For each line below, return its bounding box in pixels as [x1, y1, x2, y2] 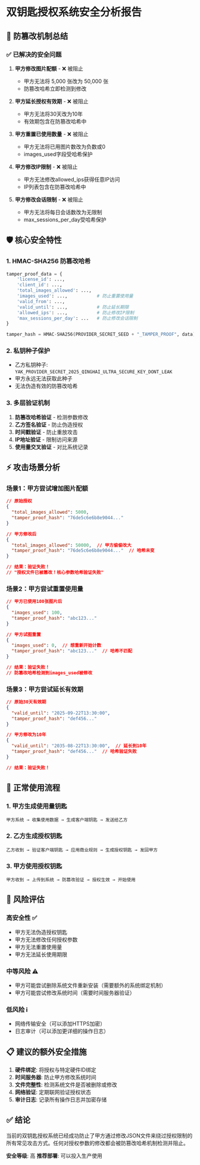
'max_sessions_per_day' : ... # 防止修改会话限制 [17, 315, 138, 321]
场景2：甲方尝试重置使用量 [6, 585, 83, 593]
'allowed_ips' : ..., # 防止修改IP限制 [17, 310, 135, 316]
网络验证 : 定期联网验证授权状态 [14, 1089, 91, 1096]
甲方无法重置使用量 [14, 943, 62, 950]
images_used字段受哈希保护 [23, 150, 93, 158]
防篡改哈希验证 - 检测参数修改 [14, 413, 89, 420]
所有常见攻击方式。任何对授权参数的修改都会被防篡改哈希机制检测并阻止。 [6, 1139, 189, 1147]
